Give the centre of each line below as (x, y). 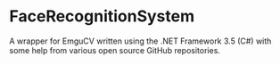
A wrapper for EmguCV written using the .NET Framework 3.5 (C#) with (140, 41)
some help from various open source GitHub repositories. (115, 50)
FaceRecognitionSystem (102, 16)
